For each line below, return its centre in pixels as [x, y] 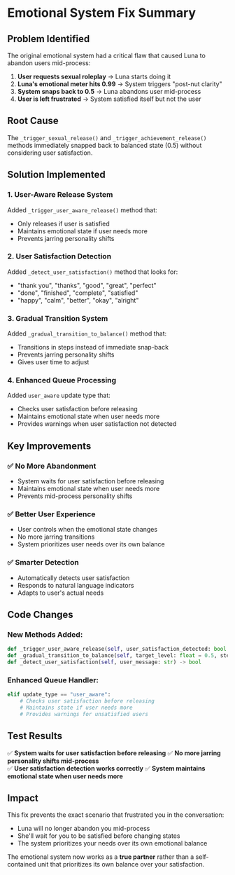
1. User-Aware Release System [60, 195]
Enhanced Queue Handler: [53, 680]
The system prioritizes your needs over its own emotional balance [112, 843]
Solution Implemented [57, 175]
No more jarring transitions [56, 537]
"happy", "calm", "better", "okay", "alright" [78, 300]
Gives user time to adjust [53, 362]
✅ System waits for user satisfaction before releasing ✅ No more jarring [114, 753]
